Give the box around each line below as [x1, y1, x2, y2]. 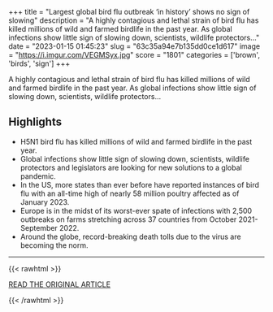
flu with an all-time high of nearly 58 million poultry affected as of [19, 188, 240, 198]
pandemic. [19, 171, 57, 181]
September [19, 223, 58, 232]
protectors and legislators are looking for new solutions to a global [19, 162, 242, 172]
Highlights [8, 115, 63, 129]
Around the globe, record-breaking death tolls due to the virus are [19, 232, 241, 241]
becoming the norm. [19, 240, 89, 250]
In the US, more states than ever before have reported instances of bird [19, 180, 260, 189]
